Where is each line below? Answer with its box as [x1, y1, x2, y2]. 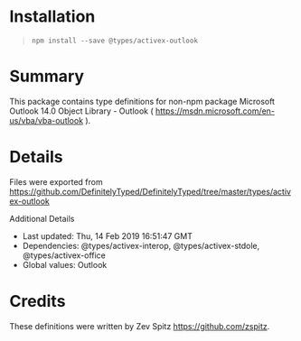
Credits [9, 291, 66, 311]
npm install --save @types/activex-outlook [31, 36, 199, 45]
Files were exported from [9, 176, 103, 187]
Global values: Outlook [22, 259, 108, 270]
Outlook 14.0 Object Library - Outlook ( [9, 106, 154, 116]
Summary [9, 66, 84, 87]
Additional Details [9, 213, 75, 224]
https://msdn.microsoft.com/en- [155, 106, 276, 116]
